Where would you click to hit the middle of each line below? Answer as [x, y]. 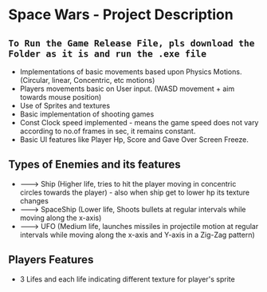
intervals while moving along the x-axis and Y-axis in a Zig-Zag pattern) [137, 235]
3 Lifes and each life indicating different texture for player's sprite [127, 279]
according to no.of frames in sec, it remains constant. [108, 131]
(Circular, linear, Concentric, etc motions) [87, 80]
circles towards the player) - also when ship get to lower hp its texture [134, 192]
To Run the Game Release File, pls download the [132, 43]
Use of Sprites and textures [65, 106]
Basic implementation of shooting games [87, 114]
